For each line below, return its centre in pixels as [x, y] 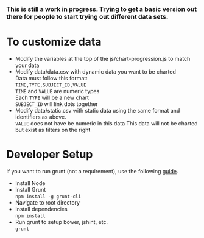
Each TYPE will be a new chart [52, 97]
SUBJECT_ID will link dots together [57, 104]
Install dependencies [41, 209]
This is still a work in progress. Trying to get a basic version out [101, 9]
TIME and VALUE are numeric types [57, 91]
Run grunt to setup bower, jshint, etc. [62, 222]
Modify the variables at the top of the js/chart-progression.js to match [103, 58]
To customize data [54, 42]
